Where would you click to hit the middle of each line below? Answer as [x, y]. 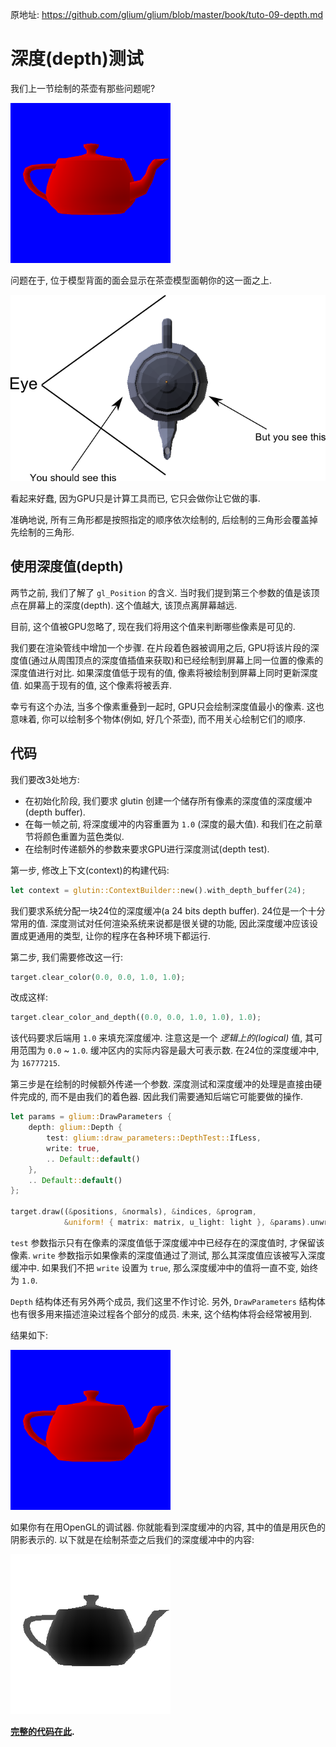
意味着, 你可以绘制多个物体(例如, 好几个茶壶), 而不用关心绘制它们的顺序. [158, 719]
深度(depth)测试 [77, 59]
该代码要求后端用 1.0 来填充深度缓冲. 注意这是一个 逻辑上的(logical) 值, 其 [162, 1038]
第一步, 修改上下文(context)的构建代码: [90, 870]
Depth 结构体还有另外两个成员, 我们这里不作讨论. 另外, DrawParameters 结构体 [168, 1301]
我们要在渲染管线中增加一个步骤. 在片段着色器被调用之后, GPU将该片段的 [160, 647]
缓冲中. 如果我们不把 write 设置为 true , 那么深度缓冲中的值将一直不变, [154, 1267]
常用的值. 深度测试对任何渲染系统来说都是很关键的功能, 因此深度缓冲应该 [160, 923]
